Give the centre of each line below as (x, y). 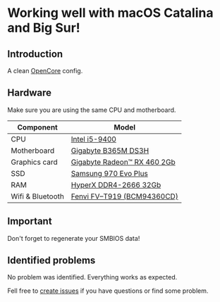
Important (30, 221)
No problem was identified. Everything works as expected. (92, 277)
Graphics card (34, 162)
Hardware (29, 93)
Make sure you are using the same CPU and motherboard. (92, 110)
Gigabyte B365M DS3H (110, 151)
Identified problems (51, 261)
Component (37, 127)
